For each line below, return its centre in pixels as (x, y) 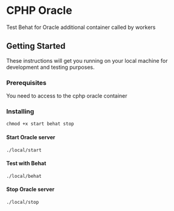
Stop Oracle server (31, 189)
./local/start (24, 150)
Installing (20, 111)
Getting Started (36, 46)
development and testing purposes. (50, 67)
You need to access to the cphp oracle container (67, 96)
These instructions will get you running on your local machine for (87, 60)
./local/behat (24, 176)
